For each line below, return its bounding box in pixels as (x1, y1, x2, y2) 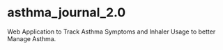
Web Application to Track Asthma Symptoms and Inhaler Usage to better (7, 27, 216, 36)
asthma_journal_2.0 (7, 5, 126, 21)
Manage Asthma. (7, 34, 56, 42)
